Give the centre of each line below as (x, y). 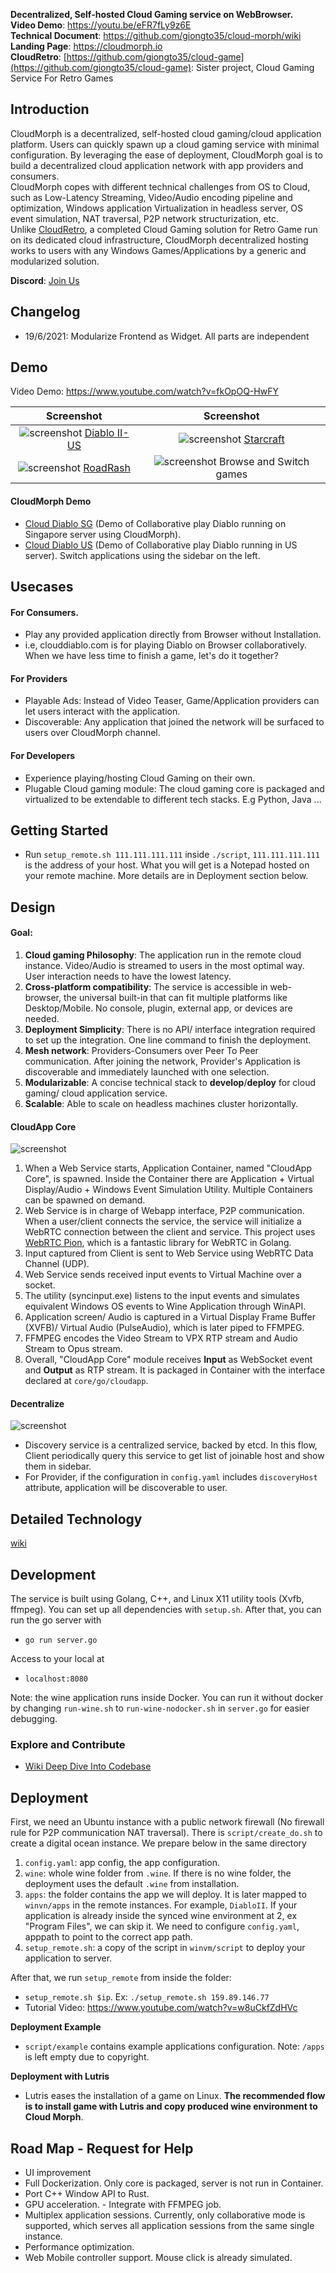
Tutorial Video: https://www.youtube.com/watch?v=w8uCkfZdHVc (161, 2008)
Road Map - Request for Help (102, 2148)
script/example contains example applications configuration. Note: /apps (174, 2046)
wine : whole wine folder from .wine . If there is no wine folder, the (158, 1873)
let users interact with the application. (102, 711)
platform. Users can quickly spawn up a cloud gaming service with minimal (165, 144)
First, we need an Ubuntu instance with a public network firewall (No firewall (167, 1822)
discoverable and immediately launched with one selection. (147, 1072)
